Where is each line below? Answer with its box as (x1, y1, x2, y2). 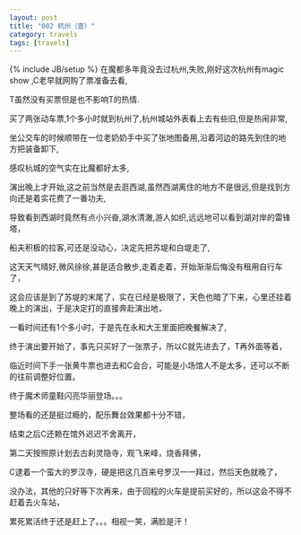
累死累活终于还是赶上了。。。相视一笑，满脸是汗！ (9, 516, 190, 527)
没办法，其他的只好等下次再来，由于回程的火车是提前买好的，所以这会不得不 (9, 486, 292, 496)
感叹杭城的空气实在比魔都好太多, (9, 162, 130, 173)
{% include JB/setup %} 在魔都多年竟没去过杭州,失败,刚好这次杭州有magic (9, 64, 285, 75)
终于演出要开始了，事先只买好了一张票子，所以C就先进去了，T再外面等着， (9, 341, 288, 352)
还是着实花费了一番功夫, (16, 193, 107, 204)
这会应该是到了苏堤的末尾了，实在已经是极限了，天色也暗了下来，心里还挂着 (9, 292, 292, 303)
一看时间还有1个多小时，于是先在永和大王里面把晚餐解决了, (9, 322, 227, 333)
